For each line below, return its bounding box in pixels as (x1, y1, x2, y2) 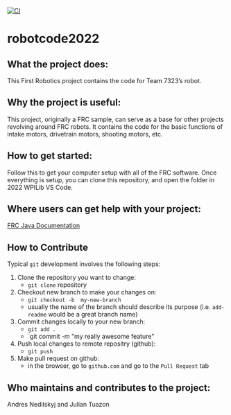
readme (27, 312, 47, 319)
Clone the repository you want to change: (17, 274, 137, 282)
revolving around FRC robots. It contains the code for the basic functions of (7, 122, 223, 131)
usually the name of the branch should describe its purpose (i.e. (27, 303, 211, 311)
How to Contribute (7, 241, 89, 253)
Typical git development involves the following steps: (7, 260, 161, 268)
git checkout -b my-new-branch (27, 297, 121, 304)
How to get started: (7, 150, 92, 162)
